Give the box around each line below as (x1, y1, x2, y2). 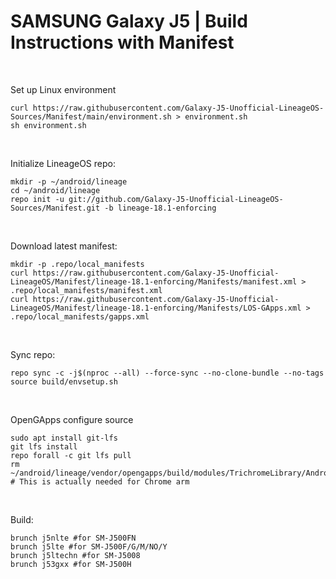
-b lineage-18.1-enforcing (104, 203, 217, 213)
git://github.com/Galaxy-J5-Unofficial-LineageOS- (68, 194, 284, 204)
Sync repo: (10, 348, 56, 360)
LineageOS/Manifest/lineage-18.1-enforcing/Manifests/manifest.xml (10, 276, 298, 287)
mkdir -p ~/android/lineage (10, 176, 128, 187)
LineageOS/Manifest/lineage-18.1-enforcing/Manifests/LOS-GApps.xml (10, 303, 302, 313)
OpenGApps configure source (10, 413, 134, 425)
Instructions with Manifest (10, 31, 235, 54)
